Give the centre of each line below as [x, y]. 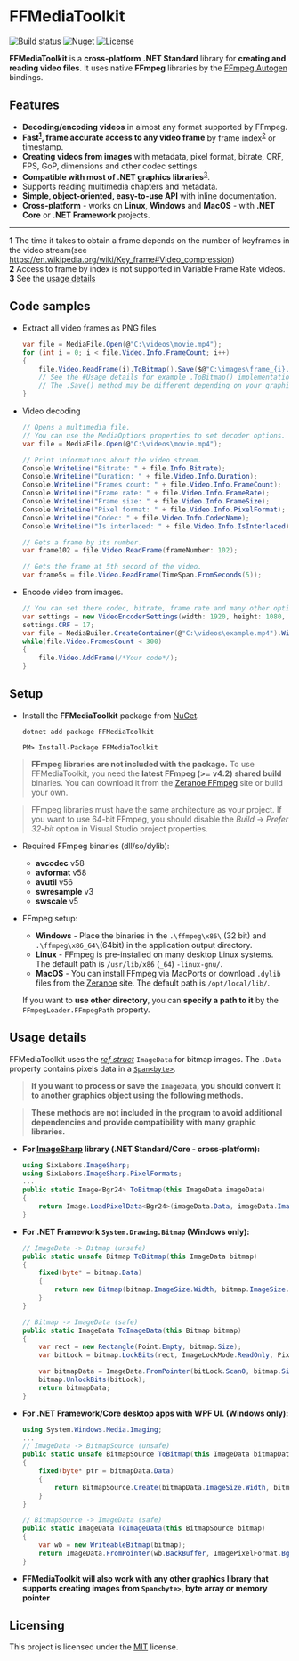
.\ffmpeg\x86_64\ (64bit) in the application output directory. [144, 945]
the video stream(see [48, 250]
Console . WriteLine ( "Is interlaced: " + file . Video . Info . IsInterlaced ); [158, 526]
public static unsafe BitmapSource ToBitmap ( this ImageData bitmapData [158, 1454]
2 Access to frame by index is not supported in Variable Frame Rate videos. [147, 269]
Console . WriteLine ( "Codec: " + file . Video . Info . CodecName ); [136, 518]
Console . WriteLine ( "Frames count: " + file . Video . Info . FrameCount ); [152, 485]
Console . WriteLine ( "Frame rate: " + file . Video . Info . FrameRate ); [145, 493]
